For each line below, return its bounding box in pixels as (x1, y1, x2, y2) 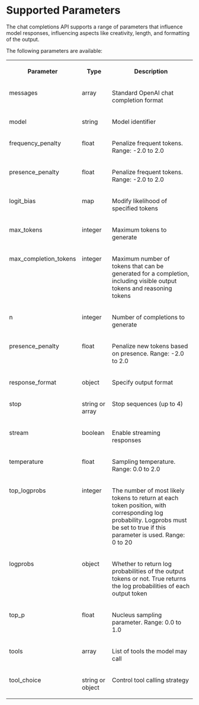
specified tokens (111, 204, 158, 212)
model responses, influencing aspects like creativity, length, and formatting (6, 29, 190, 36)
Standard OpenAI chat (111, 88, 174, 97)
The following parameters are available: (6, 47, 102, 54)
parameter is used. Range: (111, 531, 185, 539)
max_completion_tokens (9, 254, 76, 262)
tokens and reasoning (111, 284, 172, 292)
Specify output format (111, 378, 174, 386)
